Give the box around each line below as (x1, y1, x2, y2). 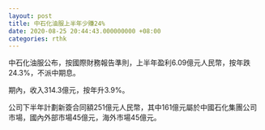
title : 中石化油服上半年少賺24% (8, 19, 105, 28)
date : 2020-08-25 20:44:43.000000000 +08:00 (8, 27, 161, 35)
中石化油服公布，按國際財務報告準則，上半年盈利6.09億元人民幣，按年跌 (8, 58, 251, 67)
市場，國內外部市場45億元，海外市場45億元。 (8, 113, 161, 123)
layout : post (8, 11, 53, 20)
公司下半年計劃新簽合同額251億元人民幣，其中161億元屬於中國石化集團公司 (8, 102, 258, 112)
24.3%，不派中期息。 (8, 68, 80, 78)
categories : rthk (8, 34, 67, 43)
